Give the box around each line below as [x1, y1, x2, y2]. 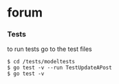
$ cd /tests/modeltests [7, 59, 76, 65]
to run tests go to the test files [7, 45, 92, 53]
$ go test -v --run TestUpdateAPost [7, 64, 112, 72]
